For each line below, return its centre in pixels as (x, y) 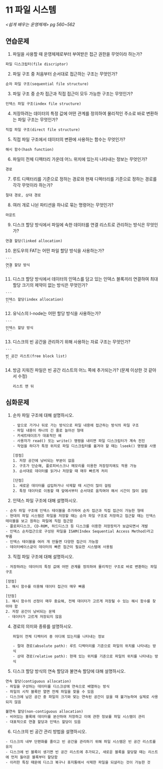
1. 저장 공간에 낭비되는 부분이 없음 (44, 461)
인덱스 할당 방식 (19, 328)
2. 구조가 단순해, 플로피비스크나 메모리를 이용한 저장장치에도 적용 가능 (74, 466)
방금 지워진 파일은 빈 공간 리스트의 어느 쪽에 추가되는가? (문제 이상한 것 (80, 370)
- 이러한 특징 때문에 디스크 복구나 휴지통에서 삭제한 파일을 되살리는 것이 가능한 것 (78, 762)
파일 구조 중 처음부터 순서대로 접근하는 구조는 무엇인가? (65, 74)
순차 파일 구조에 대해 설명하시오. (43, 415)
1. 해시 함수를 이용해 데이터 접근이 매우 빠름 (45, 586)
